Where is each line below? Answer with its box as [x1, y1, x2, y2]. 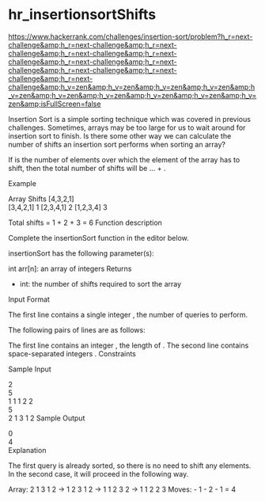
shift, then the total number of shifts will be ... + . [8, 163, 166, 173]
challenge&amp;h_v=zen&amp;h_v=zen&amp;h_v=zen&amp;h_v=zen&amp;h [8, 82, 256, 92]
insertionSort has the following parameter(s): [8, 248, 154, 258]
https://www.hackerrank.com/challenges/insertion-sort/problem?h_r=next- [8, 32, 253, 41]
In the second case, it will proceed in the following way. [8, 469, 189, 478]
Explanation [8, 445, 47, 454]
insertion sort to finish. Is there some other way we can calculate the [8, 131, 232, 140]
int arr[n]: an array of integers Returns [8, 264, 132, 273]
